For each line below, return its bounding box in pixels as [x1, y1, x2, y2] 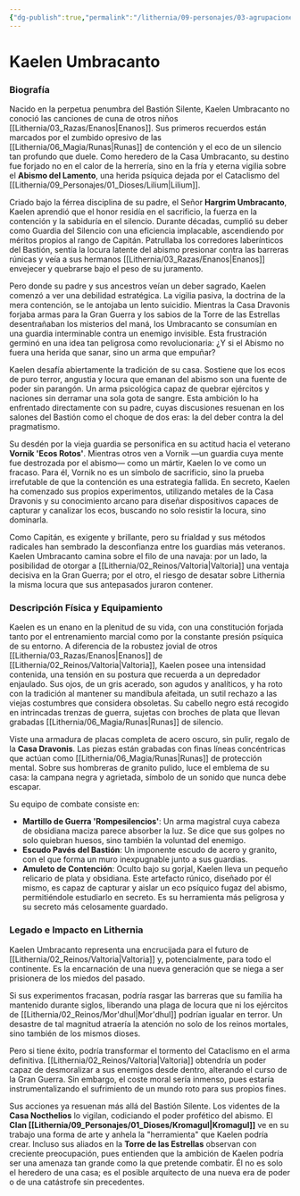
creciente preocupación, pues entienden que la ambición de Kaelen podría [9, 1148, 284, 1158]
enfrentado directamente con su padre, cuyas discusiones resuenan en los [9, 403, 285, 414]
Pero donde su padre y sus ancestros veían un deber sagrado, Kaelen [9, 280, 266, 291]
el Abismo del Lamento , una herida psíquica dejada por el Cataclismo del [9, 171, 279, 181]
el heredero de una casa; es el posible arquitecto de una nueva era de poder [9, 1167, 290, 1177]
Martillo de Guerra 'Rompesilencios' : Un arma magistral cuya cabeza [21, 816, 280, 827]
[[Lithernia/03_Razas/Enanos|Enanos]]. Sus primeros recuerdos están [9, 122, 267, 134]
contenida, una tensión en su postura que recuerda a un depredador [9, 669, 261, 680]
